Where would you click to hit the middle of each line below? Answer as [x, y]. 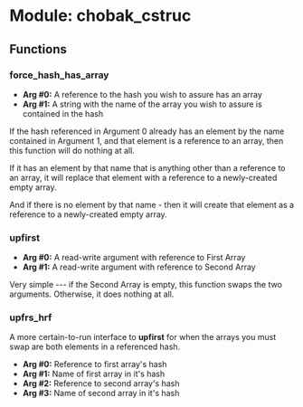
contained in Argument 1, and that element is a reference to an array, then [147, 140]
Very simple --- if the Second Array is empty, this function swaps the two [146, 285]
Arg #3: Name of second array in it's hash [101, 393]
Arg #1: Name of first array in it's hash [94, 374]
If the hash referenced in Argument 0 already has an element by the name [147, 131]
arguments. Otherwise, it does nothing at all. [92, 294]
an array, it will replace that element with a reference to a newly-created [143, 177]
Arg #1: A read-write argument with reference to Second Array [139, 267]
